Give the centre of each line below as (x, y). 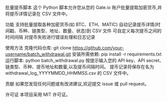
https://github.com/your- (98, 48)
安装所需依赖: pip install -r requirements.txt (117, 54)
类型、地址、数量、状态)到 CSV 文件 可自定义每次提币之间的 (99, 31)
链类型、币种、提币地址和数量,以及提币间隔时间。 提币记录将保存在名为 (80, 67)
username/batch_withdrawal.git (38, 54)
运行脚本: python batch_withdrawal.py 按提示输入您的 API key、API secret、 (85, 60)
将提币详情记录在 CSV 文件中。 (38, 14)
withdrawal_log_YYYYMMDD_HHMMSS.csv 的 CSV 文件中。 (68, 73)
